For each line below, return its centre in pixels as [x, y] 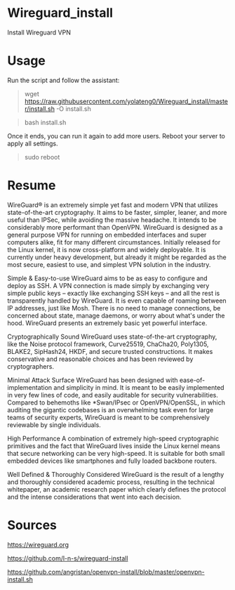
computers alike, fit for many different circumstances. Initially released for [114, 242]
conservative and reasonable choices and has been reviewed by [100, 359]
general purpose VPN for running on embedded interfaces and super [107, 235]
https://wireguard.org [38, 544]
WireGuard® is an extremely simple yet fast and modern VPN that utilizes [113, 204]
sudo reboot [42, 157]
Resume [32, 186]
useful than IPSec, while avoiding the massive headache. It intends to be [112, 220]
